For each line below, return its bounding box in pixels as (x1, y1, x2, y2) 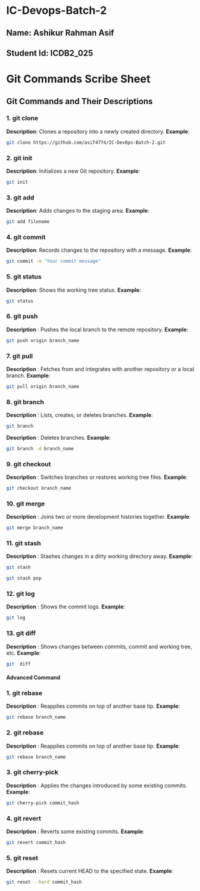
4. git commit (6, 233, 46, 241)
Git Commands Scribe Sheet (6, 72, 151, 86)
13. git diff (6, 629, 36, 637)
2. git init (6, 154, 33, 162)
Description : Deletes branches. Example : (6, 434, 111, 441)
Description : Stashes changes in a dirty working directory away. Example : (6, 552, 193, 560)
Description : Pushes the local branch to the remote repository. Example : (6, 326, 189, 333)
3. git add (6, 193, 34, 202)
